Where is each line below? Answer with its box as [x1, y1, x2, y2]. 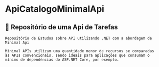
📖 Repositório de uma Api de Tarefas [5, 23, 118, 31]
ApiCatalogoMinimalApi [5, 3, 104, 15]
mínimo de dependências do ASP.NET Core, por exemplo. [5, 57, 119, 62]
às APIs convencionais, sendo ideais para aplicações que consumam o [5, 53, 150, 58]
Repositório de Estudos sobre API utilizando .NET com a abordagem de [5, 36, 152, 41]
